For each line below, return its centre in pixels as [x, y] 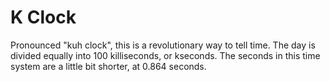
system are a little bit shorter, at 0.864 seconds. [108, 66]
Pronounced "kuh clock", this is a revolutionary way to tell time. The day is [163, 45]
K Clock [43, 17]
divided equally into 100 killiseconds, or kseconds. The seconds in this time [165, 55]
